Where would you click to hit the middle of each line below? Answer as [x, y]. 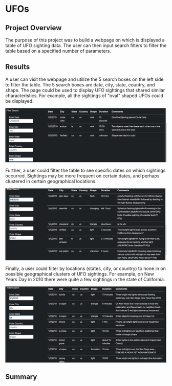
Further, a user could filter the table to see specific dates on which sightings [85, 170]
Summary [21, 377]
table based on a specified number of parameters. [58, 51]
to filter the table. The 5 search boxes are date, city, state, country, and [80, 84]
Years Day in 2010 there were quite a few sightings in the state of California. [85, 280]
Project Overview [34, 28]
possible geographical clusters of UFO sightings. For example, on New [80, 274]
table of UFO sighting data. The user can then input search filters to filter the [86, 46]
